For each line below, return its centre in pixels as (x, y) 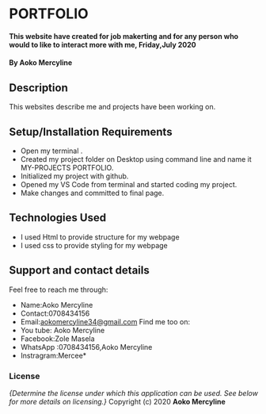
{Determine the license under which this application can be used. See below (133, 393)
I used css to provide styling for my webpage (94, 245)
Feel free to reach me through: (59, 289)
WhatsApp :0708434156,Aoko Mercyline (86, 347)
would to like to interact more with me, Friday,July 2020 (103, 44)
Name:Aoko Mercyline (57, 305)
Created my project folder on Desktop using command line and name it (136, 159)
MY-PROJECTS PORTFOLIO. (67, 168)
